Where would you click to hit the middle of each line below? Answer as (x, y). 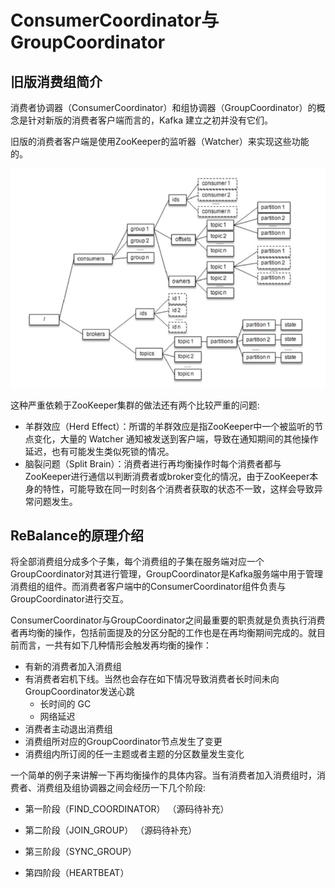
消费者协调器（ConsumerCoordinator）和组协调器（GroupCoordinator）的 (163, 107)
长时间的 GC (65, 704)
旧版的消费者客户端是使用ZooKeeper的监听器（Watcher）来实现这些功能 (160, 141)
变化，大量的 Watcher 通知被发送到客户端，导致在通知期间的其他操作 (176, 438)
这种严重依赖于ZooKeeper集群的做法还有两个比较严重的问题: (135, 405)
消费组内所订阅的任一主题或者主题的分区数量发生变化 (134, 754)
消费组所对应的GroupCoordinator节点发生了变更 (123, 742)
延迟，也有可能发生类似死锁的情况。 (99, 451)
